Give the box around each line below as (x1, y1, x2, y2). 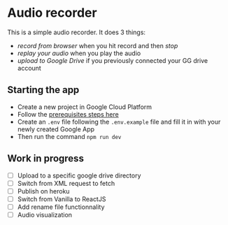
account (17, 64, 42, 72)
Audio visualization (17, 210, 72, 219)
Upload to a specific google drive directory (17, 171, 141, 180)
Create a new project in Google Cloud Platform (17, 103, 152, 111)
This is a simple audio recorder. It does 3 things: (7, 28, 145, 36)
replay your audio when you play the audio (17, 49, 141, 57)
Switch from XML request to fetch (17, 179, 115, 187)
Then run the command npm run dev (17, 132, 122, 140)
